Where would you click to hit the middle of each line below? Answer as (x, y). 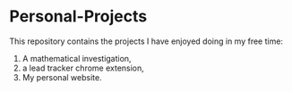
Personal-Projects (78, 17)
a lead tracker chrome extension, (83, 68)
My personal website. (62, 77)
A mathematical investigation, (77, 58)
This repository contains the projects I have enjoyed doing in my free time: (146, 41)
